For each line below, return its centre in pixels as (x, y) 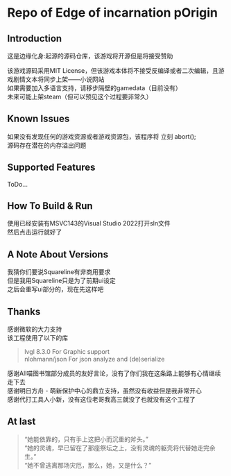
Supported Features (51, 168)
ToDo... (17, 184)
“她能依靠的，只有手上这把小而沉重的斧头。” (86, 439)
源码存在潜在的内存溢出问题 (47, 145)
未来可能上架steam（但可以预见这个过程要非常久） (80, 96)
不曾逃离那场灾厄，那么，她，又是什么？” (92, 465)
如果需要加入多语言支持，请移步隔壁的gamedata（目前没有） (94, 88)
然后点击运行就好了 (35, 232)
